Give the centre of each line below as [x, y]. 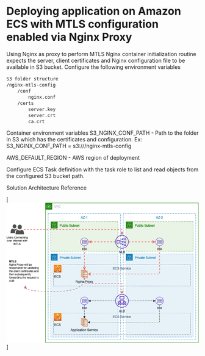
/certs [26, 103]
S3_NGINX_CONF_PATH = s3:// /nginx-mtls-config [69, 146]
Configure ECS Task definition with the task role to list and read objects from [103, 169]
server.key [42, 109]
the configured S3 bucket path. [45, 176]
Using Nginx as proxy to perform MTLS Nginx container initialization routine [101, 54]
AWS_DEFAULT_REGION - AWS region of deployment [73, 157]
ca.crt [37, 121]
